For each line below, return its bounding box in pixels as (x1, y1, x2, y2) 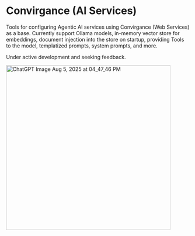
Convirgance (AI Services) (6, 4, 137, 18)
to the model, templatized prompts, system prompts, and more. (6, 42, 158, 49)
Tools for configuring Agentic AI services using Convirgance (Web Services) (6, 23, 190, 30)
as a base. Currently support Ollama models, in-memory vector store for (6, 29, 180, 36)
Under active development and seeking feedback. (6, 53, 127, 60)
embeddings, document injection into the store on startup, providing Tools (6, 36, 184, 43)
